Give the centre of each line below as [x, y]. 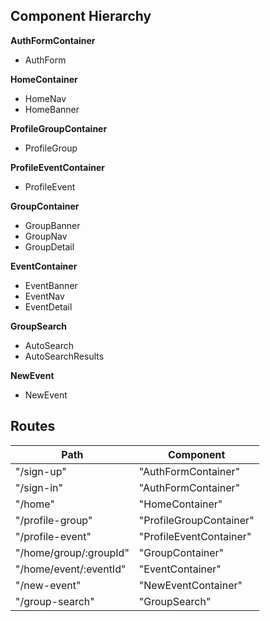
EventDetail [48, 306]
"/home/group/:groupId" [72, 552]
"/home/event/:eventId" [71, 569]
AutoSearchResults [64, 356]
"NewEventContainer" [190, 585]
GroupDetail [49, 246]
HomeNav [45, 98]
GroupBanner [52, 225]
